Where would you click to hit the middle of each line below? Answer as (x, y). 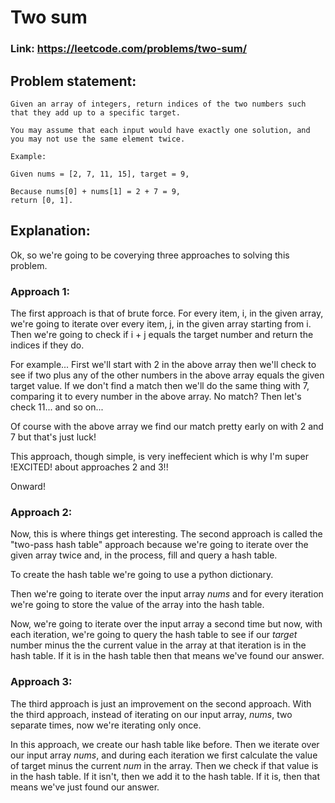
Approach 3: (41, 682)
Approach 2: (41, 512)
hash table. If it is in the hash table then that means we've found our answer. (167, 656)
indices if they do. (47, 345)
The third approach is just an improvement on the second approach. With (161, 703)
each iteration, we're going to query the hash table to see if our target (154, 635)
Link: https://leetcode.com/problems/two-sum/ (129, 49)
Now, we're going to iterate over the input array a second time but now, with (166, 624)
